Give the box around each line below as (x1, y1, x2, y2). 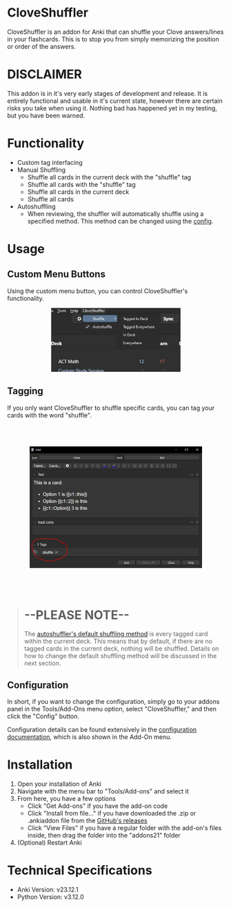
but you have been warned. (7, 111, 86, 119)
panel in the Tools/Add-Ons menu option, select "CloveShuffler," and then (7, 705, 217, 713)
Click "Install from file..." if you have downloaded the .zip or (27, 809, 197, 818)
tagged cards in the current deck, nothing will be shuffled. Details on (23, 644, 219, 653)
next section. (23, 659, 61, 667)
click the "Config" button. (7, 712, 79, 720)
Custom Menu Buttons (7, 268, 106, 280)
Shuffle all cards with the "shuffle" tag (27, 180, 136, 188)
